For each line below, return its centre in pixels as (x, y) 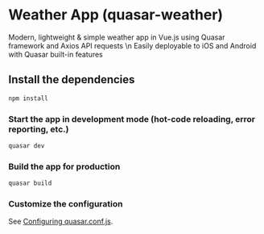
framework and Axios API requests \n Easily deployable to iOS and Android (132, 45)
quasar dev (27, 146)
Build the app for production (64, 166)
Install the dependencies (72, 79)
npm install (28, 98)
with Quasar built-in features (56, 54)
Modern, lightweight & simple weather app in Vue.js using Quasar (117, 37)
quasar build (30, 183)
